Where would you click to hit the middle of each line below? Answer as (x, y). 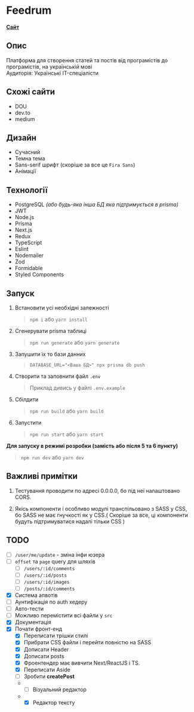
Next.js (24, 230)
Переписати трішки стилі (56, 636)
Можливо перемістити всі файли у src (64, 616)
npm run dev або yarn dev (53, 458)
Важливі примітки (42, 476)
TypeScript (28, 243)
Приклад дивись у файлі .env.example (77, 388)
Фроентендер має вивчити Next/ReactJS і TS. (82, 663)
